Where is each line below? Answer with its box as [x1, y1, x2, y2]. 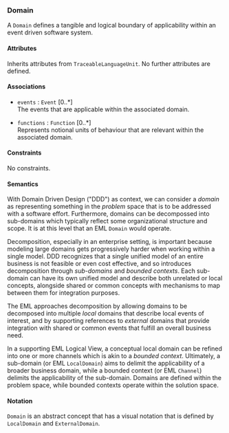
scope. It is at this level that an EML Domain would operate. [7, 224, 172, 232]
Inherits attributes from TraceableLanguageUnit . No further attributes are [7, 59, 211, 67]
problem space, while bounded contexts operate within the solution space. [7, 381, 219, 390]
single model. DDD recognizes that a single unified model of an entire [7, 252, 204, 260]
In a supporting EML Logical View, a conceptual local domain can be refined [7, 344, 222, 353]
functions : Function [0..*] [17, 118, 91, 126]
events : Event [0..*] [17, 98, 74, 106]
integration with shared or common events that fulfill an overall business [7, 324, 212, 332]
